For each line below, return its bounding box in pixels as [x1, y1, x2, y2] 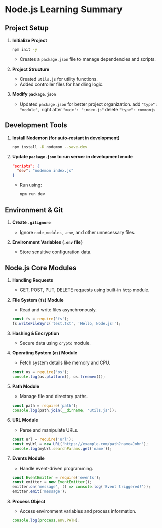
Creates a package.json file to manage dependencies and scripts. [19, 56, 156, 62]
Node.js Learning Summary [5, 4, 123, 15]
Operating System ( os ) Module [12, 350, 78, 356]
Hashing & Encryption [12, 330, 59, 336]
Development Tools [5, 121, 67, 130]
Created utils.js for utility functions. [19, 76, 98, 82]
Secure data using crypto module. [19, 340, 91, 346]
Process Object [12, 499, 46, 505]
